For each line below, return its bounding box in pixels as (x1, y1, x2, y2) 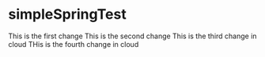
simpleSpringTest (8, 5, 127, 23)
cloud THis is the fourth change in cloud (8, 39, 139, 48)
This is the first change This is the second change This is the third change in (8, 31, 257, 41)
